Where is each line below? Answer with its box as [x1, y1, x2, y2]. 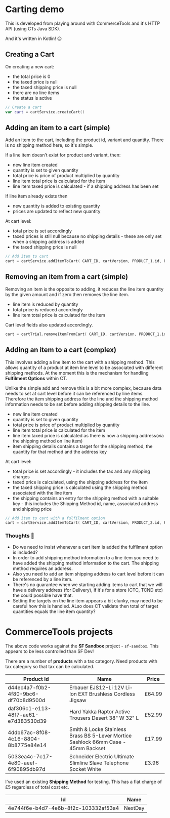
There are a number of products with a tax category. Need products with [5, 658, 158, 664]
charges [12, 473, 30, 479]
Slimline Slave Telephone [69, 759, 129, 766]
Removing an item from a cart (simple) [5, 272, 128, 281]
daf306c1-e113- [8, 705, 52, 712]
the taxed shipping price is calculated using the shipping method [12, 484, 148, 490]
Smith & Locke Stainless [69, 725, 126, 732]
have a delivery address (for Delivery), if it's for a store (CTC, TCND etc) [12, 587, 163, 593]
